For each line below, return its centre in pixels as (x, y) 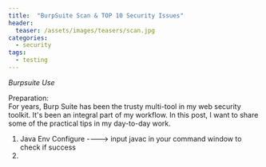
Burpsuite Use (32, 82)
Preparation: (29, 98)
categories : (28, 38)
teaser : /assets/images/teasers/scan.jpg (85, 30)
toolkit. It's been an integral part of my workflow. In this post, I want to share (133, 115)
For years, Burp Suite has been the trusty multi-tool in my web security (125, 106)
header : (21, 23)
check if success (48, 147)
